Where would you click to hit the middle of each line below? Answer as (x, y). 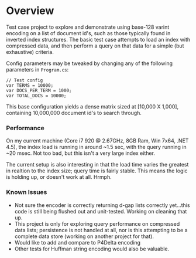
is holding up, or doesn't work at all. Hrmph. (59, 177)
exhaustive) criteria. (30, 52)
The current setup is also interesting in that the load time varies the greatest (97, 165)
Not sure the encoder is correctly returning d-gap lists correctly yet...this (102, 205)
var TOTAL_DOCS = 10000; (36, 96)
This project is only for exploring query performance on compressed (97, 223)
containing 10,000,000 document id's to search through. (74, 113)
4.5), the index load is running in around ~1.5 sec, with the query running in (97, 147)
